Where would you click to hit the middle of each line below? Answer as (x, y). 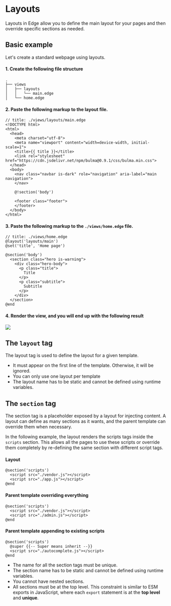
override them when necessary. (39, 427)
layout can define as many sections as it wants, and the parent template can (85, 421)
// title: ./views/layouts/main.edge (46, 120)
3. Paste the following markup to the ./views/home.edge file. (69, 226)
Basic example (29, 45)
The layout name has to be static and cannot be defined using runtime (87, 382)
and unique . (26, 598)
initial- (141, 143)
